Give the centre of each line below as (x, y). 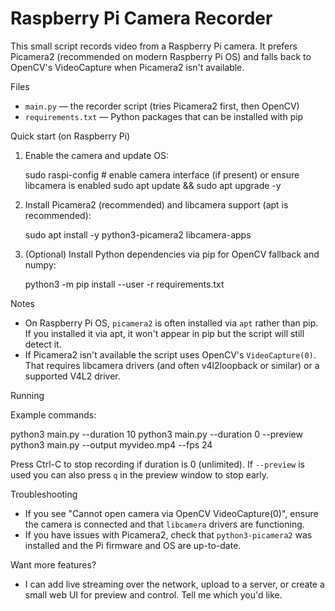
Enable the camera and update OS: (97, 155)
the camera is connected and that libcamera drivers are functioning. (164, 524)
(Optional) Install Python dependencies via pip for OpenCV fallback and (172, 254)
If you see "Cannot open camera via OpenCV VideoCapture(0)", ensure (171, 513)
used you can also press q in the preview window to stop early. (140, 474)
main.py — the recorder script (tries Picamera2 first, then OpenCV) (162, 106)
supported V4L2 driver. (72, 376)
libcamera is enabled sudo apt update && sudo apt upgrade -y (153, 185)
